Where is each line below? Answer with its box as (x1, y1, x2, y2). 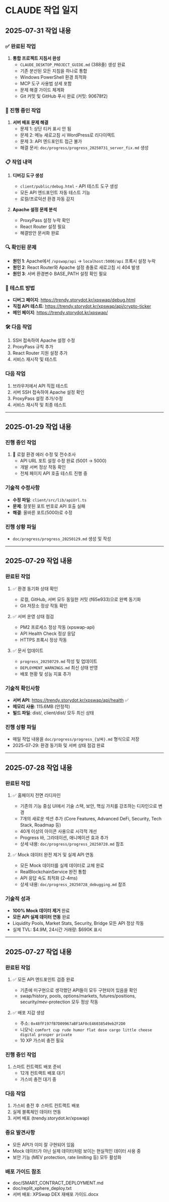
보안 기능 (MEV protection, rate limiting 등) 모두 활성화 (12, 1154, 122, 1160)
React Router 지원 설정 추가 (12, 350, 68, 356)
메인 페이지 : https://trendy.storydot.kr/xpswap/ (12, 309, 108, 316)
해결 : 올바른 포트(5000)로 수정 (12, 509, 73, 516)
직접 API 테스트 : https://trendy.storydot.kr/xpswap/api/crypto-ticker (12, 303, 151, 309)
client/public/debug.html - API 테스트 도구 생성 (20, 183, 118, 190)
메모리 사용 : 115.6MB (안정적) (12, 703, 70, 709)
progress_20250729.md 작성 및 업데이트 (20, 658, 98, 664)
